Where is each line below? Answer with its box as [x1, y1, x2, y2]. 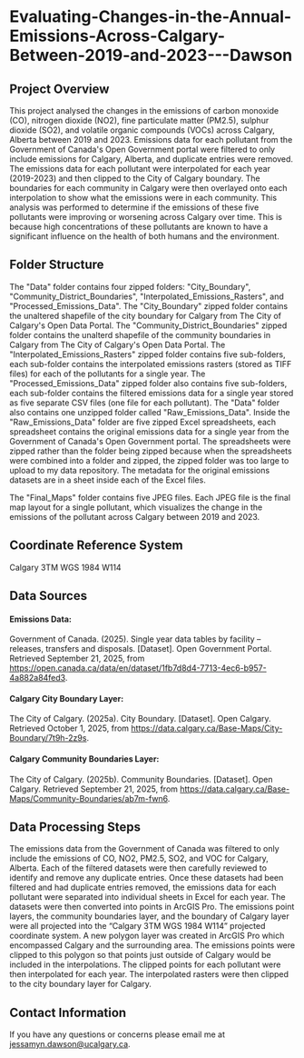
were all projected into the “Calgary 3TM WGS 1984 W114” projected [9, 921, 266, 932]
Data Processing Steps [9, 820, 141, 835]
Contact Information [9, 1004, 127, 1020]
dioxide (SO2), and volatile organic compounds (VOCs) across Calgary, [9, 125, 275, 135]
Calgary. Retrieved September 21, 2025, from [9, 784, 179, 794]
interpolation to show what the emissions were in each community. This [9, 193, 278, 203]
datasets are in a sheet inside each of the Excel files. [9, 474, 206, 485]
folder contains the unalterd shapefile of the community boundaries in [9, 329, 270, 340]
